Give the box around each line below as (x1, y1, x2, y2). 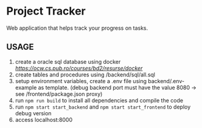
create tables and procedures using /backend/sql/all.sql (15, 71, 155, 78)
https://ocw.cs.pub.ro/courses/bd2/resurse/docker (15, 64, 143, 72)
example (15, 84, 37, 91)
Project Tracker (6, 4, 86, 18)
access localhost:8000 (15, 116, 73, 123)
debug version (15, 109, 52, 116)
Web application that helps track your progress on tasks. (6, 24, 148, 32)
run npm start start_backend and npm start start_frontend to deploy (15, 103, 191, 110)
